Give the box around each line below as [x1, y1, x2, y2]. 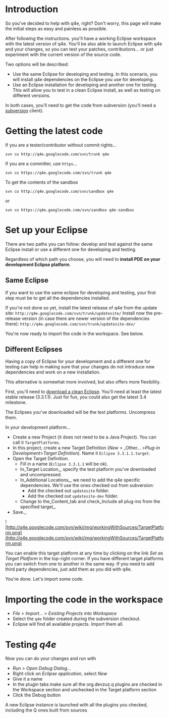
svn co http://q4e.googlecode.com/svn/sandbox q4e [5, 189, 114, 194]
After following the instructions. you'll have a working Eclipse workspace [5, 35, 156, 41]
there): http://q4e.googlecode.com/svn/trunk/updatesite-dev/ [5, 320, 136, 326]
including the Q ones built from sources [5, 707, 87, 713]
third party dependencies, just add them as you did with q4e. [5, 566, 132, 572]
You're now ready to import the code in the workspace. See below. [5, 330, 144, 337]
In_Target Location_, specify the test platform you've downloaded [20, 466, 156, 472]
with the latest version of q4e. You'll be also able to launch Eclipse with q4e [5, 40, 162, 46]
